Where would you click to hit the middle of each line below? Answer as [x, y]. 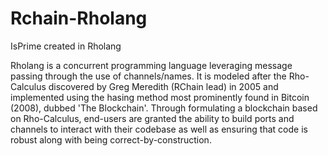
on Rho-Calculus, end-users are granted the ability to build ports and [152, 118]
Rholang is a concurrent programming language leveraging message [151, 65]
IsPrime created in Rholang [66, 46]
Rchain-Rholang [79, 18]
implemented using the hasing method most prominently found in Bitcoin [160, 97]
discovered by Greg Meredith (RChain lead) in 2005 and [163, 86]
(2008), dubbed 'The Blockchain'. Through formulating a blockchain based [164, 108]
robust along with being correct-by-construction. [111, 139]
